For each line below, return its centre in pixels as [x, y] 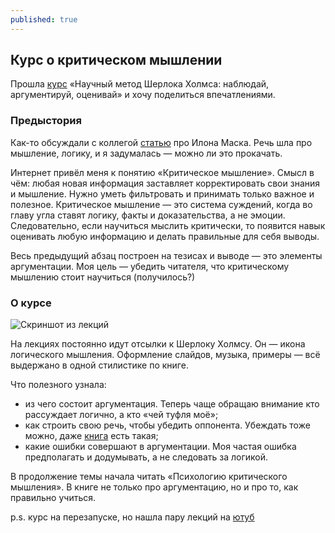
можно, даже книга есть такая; [91, 436]
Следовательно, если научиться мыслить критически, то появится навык [168, 225]
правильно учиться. [53, 498]
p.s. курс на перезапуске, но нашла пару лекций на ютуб [132, 517]
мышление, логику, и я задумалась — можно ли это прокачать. [146, 153]
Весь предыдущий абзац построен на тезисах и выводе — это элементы [166, 255]
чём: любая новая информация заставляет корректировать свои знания [165, 183]
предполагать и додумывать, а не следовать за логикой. [146, 457]
